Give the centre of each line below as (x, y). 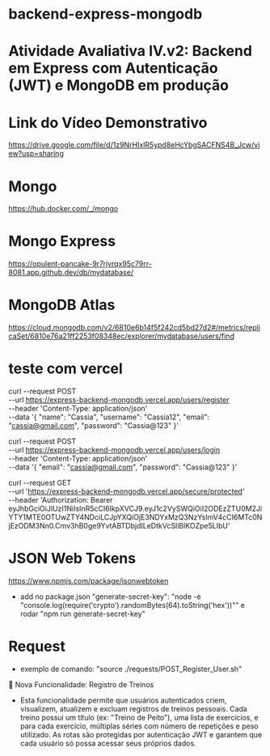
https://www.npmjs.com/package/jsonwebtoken (89, 581)
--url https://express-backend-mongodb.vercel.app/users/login (114, 450)
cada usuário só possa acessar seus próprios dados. (108, 743)
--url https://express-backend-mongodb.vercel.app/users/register (119, 400)
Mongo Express (62, 242)
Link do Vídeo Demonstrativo (108, 123)
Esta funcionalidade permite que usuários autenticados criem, (123, 700)
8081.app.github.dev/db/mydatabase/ (71, 273)
